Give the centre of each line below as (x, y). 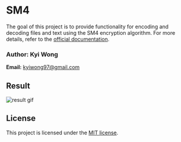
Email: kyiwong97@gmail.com (43, 67)
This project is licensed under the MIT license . (62, 133)
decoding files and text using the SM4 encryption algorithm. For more (91, 32)
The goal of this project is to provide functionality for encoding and (88, 27)
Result (18, 86)
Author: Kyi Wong (32, 54)
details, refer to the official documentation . (58, 39)
